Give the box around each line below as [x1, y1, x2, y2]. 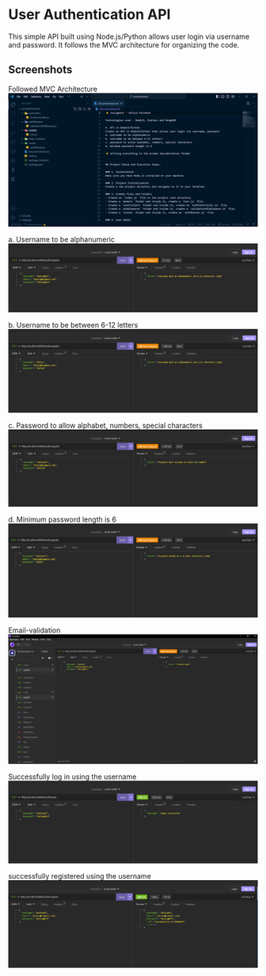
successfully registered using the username [8, 871, 152, 880]
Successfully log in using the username [8, 772, 137, 781]
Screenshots [8, 63, 73, 77]
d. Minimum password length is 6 [8, 515, 117, 524]
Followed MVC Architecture [8, 84, 97, 93]
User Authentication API [8, 6, 171, 24]
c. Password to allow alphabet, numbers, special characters [8, 420, 203, 430]
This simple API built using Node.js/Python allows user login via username [8, 32, 250, 41]
